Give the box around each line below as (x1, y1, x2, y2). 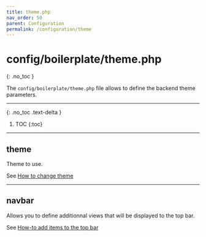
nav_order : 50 (6, 15, 43, 21)
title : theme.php (6, 9, 51, 15)
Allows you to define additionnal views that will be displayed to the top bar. (6, 212, 195, 219)
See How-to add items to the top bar (6, 224, 99, 231)
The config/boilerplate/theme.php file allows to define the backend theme (6, 85, 196, 92)
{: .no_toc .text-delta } (6, 108, 62, 116)
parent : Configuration (6, 20, 64, 26)
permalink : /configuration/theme (6, 26, 92, 32)
